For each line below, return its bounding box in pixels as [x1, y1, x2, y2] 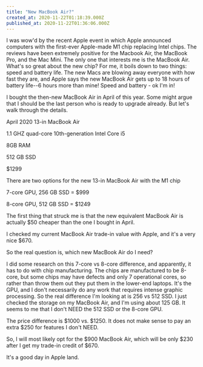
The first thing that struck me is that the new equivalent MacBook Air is [6, 212, 184, 220]
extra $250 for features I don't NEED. [6, 324, 99, 331]
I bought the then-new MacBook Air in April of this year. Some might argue [6, 93, 193, 101]
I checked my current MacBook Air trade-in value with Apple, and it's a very [6, 231, 196, 238]
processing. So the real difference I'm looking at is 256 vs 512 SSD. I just [6, 292, 187, 300]
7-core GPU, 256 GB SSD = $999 [6, 189, 90, 196]
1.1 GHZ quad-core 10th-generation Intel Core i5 [6, 130, 125, 137]
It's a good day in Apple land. [6, 354, 79, 361]
